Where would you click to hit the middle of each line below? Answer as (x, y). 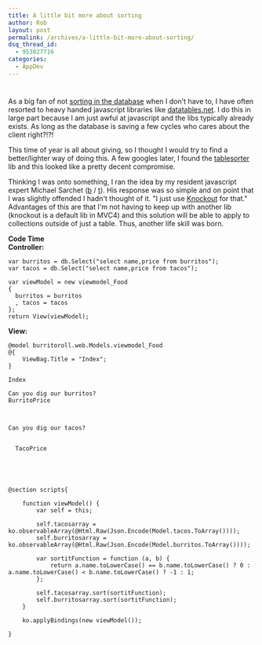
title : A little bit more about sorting (75, 15)
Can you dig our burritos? (52, 394)
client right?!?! (31, 134)
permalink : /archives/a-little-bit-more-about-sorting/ (101, 37)
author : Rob (27, 23)
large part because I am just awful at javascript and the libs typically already (131, 118)
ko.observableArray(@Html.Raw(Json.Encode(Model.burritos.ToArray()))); (129, 544)
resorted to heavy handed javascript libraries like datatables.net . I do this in (129, 109)
